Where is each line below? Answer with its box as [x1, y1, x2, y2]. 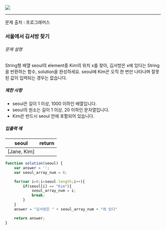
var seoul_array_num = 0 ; [14, 170, 68, 175]
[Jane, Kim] [7, 148, 35, 155]
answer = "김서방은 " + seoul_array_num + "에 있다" [14, 207, 118, 212]
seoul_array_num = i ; [31, 188, 77, 193]
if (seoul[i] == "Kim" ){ [23, 184, 72, 189]
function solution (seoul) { [5, 161, 63, 166]
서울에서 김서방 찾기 [5, 33, 50, 40]
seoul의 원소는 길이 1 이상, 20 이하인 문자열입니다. [12, 107, 110, 113]
